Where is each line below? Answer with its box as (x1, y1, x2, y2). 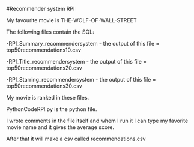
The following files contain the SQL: (6, 28, 94, 35)
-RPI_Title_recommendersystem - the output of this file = (6, 58, 147, 65)
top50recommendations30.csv (6, 82, 82, 89)
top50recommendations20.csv (6, 64, 82, 71)
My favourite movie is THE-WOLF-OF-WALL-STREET (6, 17, 137, 23)
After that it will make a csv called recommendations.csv (6, 135, 146, 142)
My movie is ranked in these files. (6, 94, 89, 101)
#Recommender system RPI (6, 5, 75, 12)
